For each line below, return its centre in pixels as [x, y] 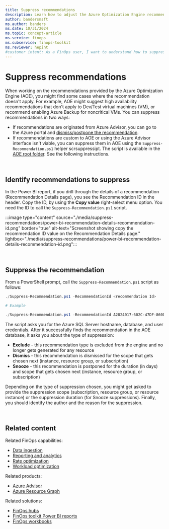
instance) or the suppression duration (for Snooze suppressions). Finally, [80, 397]
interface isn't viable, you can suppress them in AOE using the [77, 143]
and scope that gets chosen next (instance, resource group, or [77, 371]
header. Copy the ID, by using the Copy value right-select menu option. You [84, 202]
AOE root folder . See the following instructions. [61, 154]
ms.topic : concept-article [33, 33]
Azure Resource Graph [36, 491]
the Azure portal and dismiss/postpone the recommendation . [76, 133]
